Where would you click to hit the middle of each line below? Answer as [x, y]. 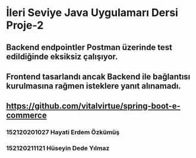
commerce [26, 116]
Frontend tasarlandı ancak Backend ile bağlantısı [98, 76]
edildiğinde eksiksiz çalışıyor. [62, 56]
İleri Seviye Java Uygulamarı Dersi [92, 13]
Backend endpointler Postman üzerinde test [89, 47]
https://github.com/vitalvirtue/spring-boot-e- [94, 106]
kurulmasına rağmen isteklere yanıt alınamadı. [94, 86]
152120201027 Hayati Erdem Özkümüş [63, 132]
